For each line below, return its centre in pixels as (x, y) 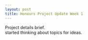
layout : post (18, 9)
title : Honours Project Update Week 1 (44, 14)
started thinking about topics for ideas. (44, 32)
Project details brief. (25, 27)
